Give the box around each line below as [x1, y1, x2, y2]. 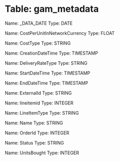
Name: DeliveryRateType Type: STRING [5, 60, 88, 66]
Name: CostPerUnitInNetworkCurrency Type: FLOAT [5, 30, 115, 36]
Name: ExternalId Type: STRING [5, 90, 72, 96]
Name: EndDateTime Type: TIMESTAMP [5, 80, 88, 86]
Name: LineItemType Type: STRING [5, 110, 79, 116]
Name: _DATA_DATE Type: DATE [5, 20, 73, 26]
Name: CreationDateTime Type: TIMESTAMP [5, 50, 98, 56]
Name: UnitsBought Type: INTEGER [5, 150, 80, 156]
